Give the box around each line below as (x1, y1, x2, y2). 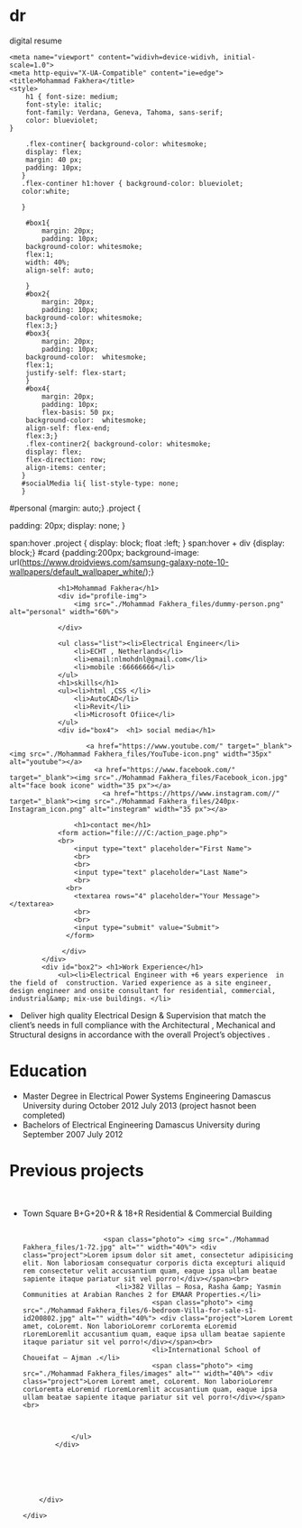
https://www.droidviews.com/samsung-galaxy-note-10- (22, 557, 230, 567)
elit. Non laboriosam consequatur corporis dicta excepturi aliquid (22, 1258, 286, 1267)
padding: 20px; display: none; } (9, 520, 126, 530)
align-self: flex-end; (25, 423, 111, 433)
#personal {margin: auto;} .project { (9, 502, 142, 513)
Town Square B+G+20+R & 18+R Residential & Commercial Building (22, 1208, 272, 1219)
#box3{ (25, 328, 50, 338)
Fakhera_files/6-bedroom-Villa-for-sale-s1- (87, 1305, 258, 1315)
